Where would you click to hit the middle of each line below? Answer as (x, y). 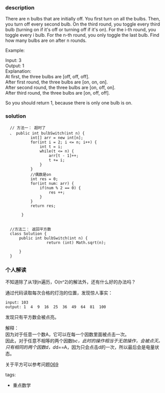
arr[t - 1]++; (64, 156)
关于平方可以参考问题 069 (32, 364)
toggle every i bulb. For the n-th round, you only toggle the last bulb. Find (82, 35)
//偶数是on (41, 174)
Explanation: (18, 71)
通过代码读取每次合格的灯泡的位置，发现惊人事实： (59, 293)
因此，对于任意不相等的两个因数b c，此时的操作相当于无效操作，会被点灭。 (84, 341)
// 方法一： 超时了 (28, 128)
